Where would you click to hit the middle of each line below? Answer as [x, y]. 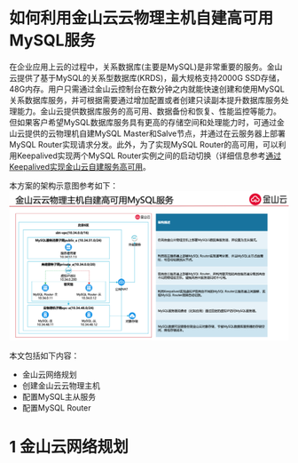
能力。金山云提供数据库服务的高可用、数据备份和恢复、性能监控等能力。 [149, 111]
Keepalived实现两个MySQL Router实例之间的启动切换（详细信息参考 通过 [149, 156]
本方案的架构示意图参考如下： [63, 185]
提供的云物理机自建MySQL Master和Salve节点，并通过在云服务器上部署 [155, 133]
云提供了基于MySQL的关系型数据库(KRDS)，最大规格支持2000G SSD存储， [147, 77]
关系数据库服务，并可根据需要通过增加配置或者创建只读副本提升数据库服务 [145, 100]
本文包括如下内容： [44, 355]
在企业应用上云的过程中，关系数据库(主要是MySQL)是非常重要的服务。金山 [146, 67]
